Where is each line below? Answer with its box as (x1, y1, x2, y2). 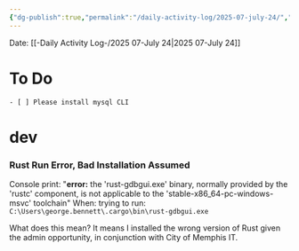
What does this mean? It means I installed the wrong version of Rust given (9, 223, 281, 233)
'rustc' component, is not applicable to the (9, 188, 165, 200)
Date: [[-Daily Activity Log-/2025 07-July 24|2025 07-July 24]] (9, 37, 241, 48)
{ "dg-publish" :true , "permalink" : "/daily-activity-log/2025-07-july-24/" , (9, 12, 289, 22)
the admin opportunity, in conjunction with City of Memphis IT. (9, 232, 238, 243)
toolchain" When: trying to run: (33, 198, 147, 208)
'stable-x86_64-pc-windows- (166, 188, 274, 200)
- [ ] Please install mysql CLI (9, 98, 129, 106)
